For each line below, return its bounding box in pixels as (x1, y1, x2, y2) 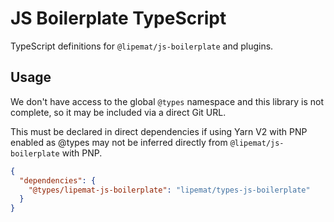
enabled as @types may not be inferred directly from (10, 136, 228, 148)
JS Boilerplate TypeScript (10, 7, 227, 30)
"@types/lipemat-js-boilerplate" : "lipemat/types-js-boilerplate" (28, 185, 311, 195)
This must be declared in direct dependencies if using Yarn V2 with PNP (10, 125, 308, 137)
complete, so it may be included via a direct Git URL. (10, 106, 227, 118)
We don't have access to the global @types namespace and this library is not (10, 95, 324, 107)
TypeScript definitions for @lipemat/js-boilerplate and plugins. (10, 40, 274, 52)
